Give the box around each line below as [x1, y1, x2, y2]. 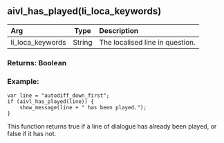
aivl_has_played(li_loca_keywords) [7, 5, 162, 17]
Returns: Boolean [7, 58, 67, 67]
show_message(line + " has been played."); [19, 104, 147, 111]
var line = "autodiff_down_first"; [7, 92, 110, 99]
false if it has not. [7, 130, 57, 138]
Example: [7, 76, 39, 86]
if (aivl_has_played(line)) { [7, 98, 95, 105]
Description [99, 25, 139, 35]
